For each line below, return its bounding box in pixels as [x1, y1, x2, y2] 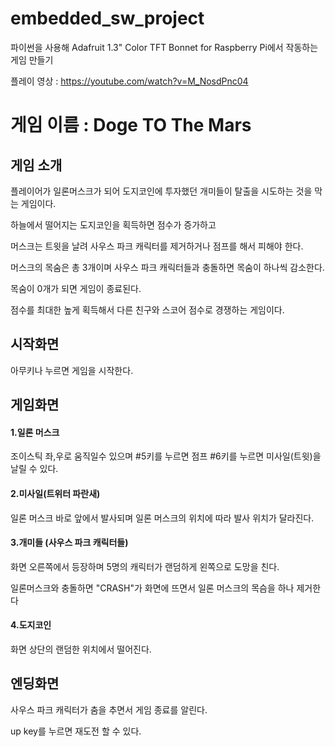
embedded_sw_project [10, 7, 205, 30]
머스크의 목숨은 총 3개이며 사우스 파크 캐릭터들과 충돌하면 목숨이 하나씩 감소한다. [10, 261, 325, 273]
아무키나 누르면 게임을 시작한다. [10, 364, 134, 376]
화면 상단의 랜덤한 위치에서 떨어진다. [10, 643, 152, 655]
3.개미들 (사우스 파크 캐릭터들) [10, 537, 129, 549]
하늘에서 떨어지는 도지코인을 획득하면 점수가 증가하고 [10, 218, 217, 231]
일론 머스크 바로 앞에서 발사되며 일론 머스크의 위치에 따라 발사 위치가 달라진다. [10, 512, 315, 524]
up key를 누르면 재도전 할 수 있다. [10, 725, 142, 737]
